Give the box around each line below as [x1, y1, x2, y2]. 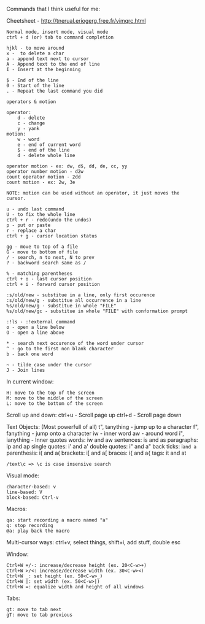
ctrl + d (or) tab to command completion [6, 34, 114, 40]
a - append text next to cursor [6, 56, 89, 62]
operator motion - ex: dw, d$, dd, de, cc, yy [6, 163, 128, 169]
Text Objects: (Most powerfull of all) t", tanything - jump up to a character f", [6, 423, 199, 430]
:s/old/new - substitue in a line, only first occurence [6, 292, 155, 298]
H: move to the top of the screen [6, 390, 95, 396]
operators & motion [6, 99, 56, 105]
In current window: [6, 378, 54, 385]
